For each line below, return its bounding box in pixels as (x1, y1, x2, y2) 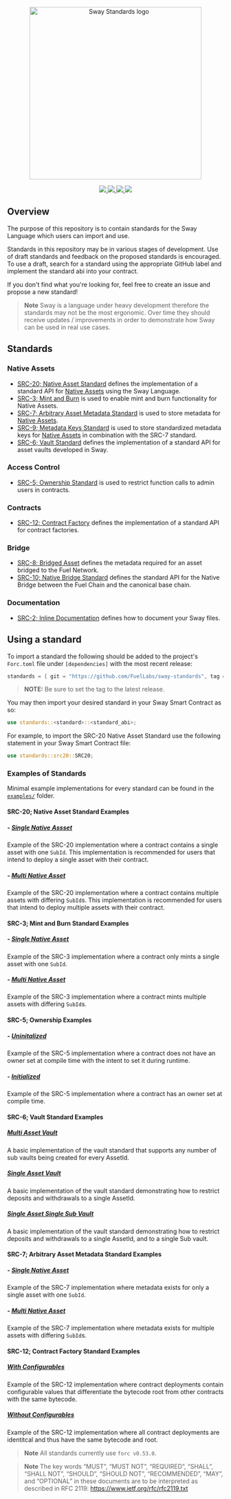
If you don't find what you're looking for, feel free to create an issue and (7, 280, 211, 288)
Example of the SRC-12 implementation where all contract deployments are (7, 1428, 220, 1436)
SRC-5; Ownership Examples (7, 1016, 92, 1024)
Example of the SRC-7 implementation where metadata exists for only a (7, 1284, 210, 1292)
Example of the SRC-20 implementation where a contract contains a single (7, 841, 219, 849)
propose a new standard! (7, 287, 78, 296)
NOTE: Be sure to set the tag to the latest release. (23, 685, 165, 694)
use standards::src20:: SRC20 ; (7, 752, 94, 759)
